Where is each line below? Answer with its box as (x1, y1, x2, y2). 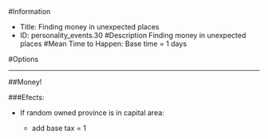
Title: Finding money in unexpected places (19, 22, 160, 31)
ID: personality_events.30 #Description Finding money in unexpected (19, 31, 246, 40)
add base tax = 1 (31, 123, 86, 133)
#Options (8, 55, 39, 64)
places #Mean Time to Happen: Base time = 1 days (19, 39, 187, 48)
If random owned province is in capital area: (19, 108, 165, 118)
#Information (8, 7, 51, 16)
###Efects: (8, 93, 45, 102)
